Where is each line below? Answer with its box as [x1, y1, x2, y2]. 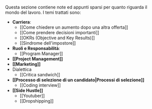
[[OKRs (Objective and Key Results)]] [19, 35, 95, 41]
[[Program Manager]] [19, 51, 63, 56]
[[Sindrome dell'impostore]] [19, 40, 76, 46]
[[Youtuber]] [19, 93, 45, 99]
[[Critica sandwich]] [19, 72, 61, 77]
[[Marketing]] [12, 61, 41, 67]
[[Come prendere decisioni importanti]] [19, 30, 100, 35]
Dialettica [12, 66, 32, 72]
